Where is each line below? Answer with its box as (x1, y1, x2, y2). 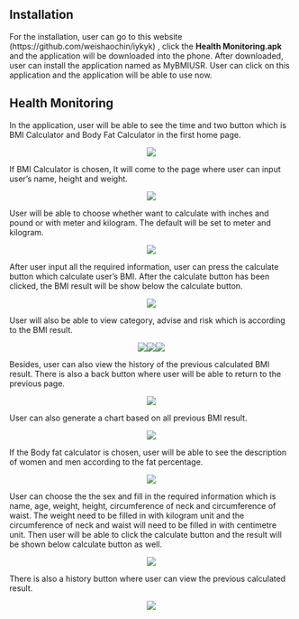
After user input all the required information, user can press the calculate (9, 261, 279, 272)
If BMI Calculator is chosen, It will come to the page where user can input (9, 163, 281, 174)
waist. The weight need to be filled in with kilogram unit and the (9, 510, 245, 521)
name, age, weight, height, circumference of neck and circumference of (9, 500, 276, 511)
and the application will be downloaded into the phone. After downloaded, (9, 50, 284, 61)
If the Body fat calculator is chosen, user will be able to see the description (9, 447, 287, 457)
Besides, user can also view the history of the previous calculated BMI (9, 358, 270, 369)
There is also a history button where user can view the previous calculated (9, 573, 286, 584)
